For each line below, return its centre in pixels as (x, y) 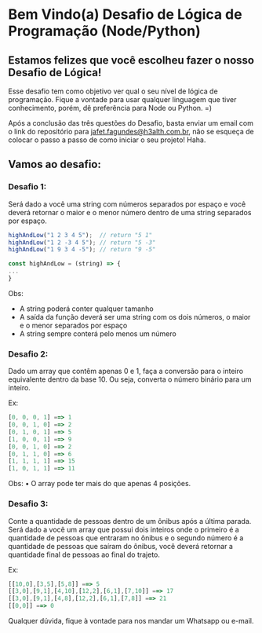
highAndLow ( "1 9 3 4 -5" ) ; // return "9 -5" (82, 250)
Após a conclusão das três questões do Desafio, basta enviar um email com (131, 123)
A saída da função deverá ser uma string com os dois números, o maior (135, 316)
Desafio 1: (27, 187)
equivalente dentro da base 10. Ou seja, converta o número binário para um (130, 379)
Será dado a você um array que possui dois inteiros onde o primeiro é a (124, 529)
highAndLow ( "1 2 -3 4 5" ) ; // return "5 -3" (82, 242)
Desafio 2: (28, 353)
